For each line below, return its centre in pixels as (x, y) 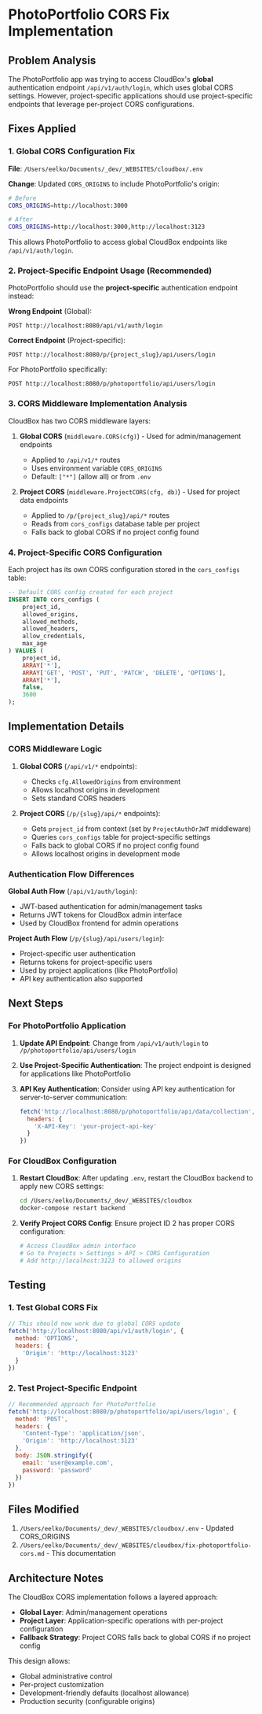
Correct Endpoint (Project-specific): (67, 341)
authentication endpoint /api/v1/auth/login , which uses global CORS (121, 87)
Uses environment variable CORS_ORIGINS (96, 468)
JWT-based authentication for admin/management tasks (111, 907)
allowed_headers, (51, 629)
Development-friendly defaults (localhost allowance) (104, 1693)
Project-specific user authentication (77, 954)
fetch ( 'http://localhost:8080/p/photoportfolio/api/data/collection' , (137, 1111)
